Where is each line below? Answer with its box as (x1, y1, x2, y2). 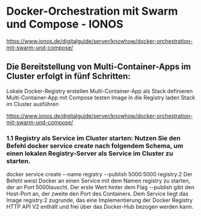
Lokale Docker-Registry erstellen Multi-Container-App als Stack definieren (6, 87, 193, 95)
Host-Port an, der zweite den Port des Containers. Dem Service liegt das (6, 190, 189, 198)
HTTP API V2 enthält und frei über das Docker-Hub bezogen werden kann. (6, 203, 194, 211)
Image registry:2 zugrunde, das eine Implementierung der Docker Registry (6, 196, 193, 204)
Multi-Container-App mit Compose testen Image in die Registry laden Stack (6, 93, 196, 101)
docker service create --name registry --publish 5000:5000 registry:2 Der (6, 171, 193, 178)
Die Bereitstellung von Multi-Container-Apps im (6, 62, 191, 72)
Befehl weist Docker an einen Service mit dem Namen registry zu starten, (6, 177, 191, 184)
